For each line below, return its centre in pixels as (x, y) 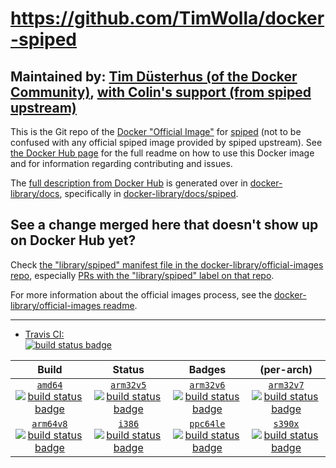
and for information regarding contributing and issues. (121, 163)
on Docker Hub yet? (73, 240)
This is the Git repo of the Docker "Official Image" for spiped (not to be (156, 131)
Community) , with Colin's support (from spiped (161, 92)
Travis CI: (44, 334)
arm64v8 (49, 423)
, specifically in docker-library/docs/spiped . (149, 193)
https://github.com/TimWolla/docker (167, 18)
